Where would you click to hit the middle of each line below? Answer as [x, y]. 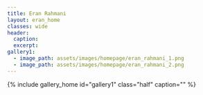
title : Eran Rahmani [37, 13]
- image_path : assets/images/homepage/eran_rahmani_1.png [99, 59]
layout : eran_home [34, 20]
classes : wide [28, 26]
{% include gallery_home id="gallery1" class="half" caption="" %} [101, 84]
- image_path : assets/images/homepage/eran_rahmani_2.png [99, 65]
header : [18, 33]
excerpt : [26, 45]
